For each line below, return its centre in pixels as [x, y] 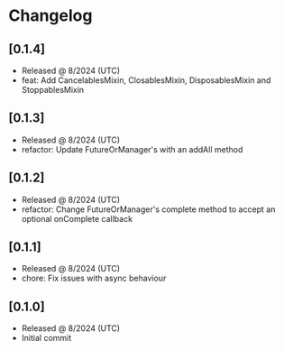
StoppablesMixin [53, 90]
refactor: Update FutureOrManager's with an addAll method [132, 149]
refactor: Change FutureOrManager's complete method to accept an [148, 209]
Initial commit [46, 338]
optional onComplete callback [77, 218]
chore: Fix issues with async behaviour [94, 278]
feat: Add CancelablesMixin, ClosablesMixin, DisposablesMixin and [146, 80]
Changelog [50, 16]
